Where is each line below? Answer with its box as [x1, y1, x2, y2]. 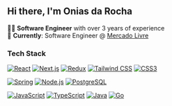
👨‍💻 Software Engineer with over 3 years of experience [7, 24, 165, 32]
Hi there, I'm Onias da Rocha [7, 6, 133, 17]
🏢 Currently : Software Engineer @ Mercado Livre [7, 31, 149, 39]
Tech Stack [7, 48, 47, 58]
